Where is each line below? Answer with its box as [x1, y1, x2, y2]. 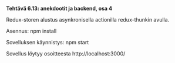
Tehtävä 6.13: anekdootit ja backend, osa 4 [6, 5, 113, 12]
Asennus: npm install [6, 27, 57, 34]
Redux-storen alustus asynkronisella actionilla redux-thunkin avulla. [6, 16, 170, 23]
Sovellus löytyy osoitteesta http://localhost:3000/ [6, 50, 126, 57]
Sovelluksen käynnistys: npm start [6, 39, 89, 45]
